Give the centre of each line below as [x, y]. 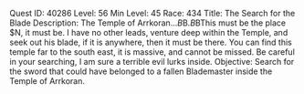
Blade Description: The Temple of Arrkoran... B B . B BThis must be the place [148, 23]
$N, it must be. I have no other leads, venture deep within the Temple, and [149, 32]
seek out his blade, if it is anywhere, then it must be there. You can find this [151, 42]
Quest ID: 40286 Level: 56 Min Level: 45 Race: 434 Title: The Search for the [152, 13]
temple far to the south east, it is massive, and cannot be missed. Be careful [152, 52]
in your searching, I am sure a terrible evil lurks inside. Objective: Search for [152, 62]
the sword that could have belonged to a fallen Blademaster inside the [141, 71]
